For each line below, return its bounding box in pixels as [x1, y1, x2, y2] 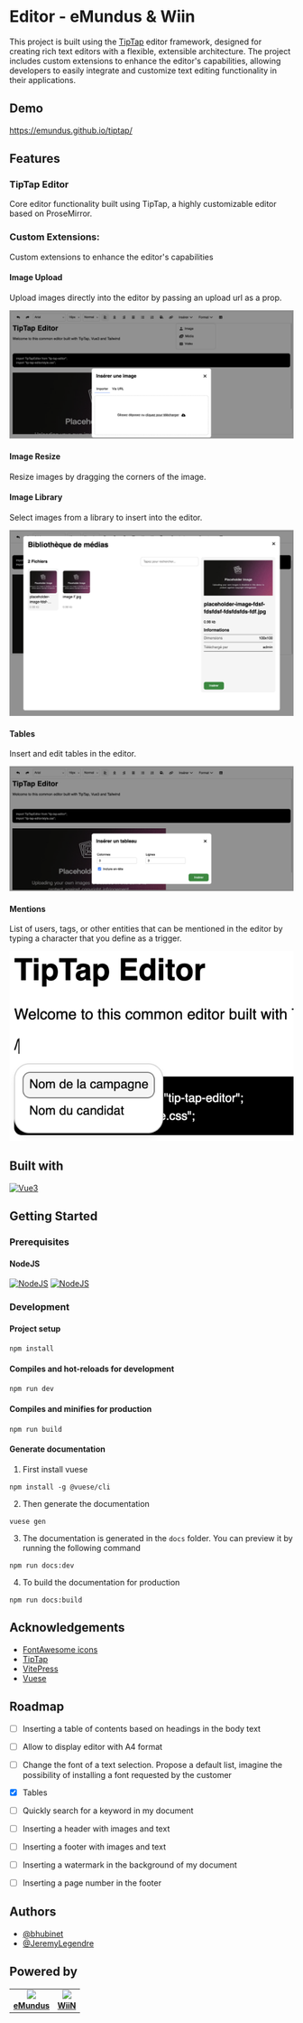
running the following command [22, 1542, 142, 1553]
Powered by [9, 1964, 78, 1980]
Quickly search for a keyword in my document [22, 1805, 194, 1816]
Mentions [9, 903, 47, 914]
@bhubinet [22, 1928, 64, 1939]
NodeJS [9, 1258, 41, 1269]
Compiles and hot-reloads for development [9, 1363, 175, 1374]
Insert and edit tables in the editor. [9, 748, 137, 759]
